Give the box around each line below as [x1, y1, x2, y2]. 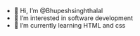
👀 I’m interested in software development [13, 14, 134, 22]
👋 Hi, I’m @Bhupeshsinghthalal [13, 7, 103, 15]
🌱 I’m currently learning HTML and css [13, 21, 126, 29]
